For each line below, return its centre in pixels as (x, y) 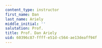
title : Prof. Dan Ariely (31, 33)
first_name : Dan (22, 14)
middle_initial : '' (25, 24)
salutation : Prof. (24, 28)
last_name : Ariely (24, 19)
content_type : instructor (32, 10)
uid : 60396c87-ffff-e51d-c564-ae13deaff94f (51, 38)
